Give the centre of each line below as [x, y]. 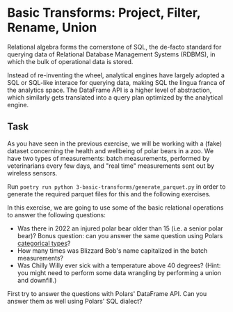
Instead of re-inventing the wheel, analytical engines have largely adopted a [116, 75]
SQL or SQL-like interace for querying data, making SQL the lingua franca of [116, 82]
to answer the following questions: [57, 214]
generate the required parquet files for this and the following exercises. [109, 194]
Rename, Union [52, 28]
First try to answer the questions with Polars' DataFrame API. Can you [107, 293]
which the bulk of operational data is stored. [70, 61]
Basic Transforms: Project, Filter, [104, 13]
